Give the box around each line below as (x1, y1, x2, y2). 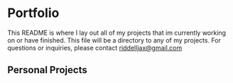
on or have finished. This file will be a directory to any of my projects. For (7, 35, 222, 44)
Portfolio (7, 5, 60, 21)
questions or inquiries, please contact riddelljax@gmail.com (7, 43, 183, 52)
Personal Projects (7, 64, 87, 76)
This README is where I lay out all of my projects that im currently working (7, 28, 226, 37)
